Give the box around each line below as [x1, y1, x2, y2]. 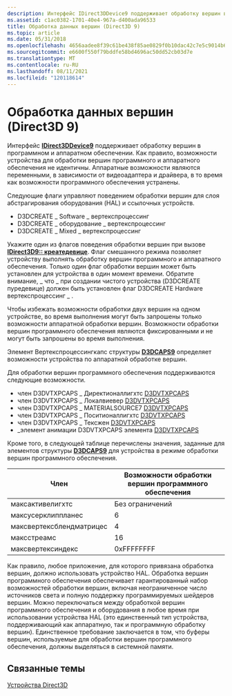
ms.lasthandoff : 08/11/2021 [7, 68, 88, 75]
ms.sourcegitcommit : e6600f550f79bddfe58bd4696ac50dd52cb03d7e [7, 49, 193, 56]
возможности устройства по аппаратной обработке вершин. [7, 355, 188, 363]
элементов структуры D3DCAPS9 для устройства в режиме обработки [7, 447, 219, 455]
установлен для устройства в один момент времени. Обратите [7, 270, 195, 278]
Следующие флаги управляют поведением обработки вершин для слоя [7, 191, 220, 200]
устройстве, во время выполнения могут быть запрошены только [7, 312, 202, 321]
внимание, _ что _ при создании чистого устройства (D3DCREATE [7, 277, 201, 285]
